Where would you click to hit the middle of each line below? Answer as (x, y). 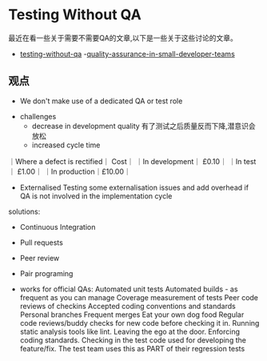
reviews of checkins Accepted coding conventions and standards (128, 306)
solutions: (24, 211)
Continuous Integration (58, 227)
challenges (38, 116)
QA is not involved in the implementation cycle (96, 196)
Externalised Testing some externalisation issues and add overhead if (134, 187)
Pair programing (46, 273)
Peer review (40, 258)
